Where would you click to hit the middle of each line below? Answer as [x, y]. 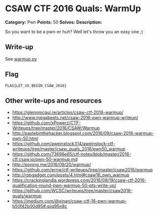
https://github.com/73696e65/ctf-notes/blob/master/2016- [72, 154]
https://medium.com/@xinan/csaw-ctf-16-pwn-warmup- [69, 201]
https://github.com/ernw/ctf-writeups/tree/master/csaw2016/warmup [82, 170]
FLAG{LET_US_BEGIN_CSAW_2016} [36, 86]
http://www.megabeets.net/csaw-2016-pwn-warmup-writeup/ [75, 118]
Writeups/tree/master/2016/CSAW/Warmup [56, 128]
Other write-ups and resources [53, 100]
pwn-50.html [25, 138]
